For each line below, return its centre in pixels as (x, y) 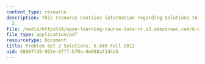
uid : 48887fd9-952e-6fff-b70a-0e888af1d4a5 (63, 52)
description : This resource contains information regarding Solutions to (102, 18)
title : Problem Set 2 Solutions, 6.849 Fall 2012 (71, 46)
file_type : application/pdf (42, 35)
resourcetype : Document (37, 40)
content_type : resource (37, 12)
